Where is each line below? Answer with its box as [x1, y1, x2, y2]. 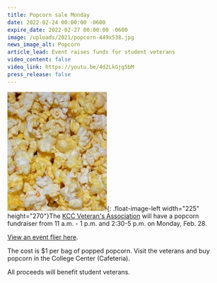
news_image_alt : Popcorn [7, 41, 81, 49]
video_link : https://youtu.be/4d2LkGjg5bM [7, 64, 134, 71]
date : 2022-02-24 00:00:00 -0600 [7, 18, 106, 26]
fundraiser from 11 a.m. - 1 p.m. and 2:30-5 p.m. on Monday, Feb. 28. [7, 219, 207, 227]
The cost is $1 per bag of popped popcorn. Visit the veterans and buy [7, 246, 210, 255]
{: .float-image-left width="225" [107, 204, 200, 212]
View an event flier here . [7, 233, 78, 241]
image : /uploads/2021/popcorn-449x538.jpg [7, 34, 134, 41]
